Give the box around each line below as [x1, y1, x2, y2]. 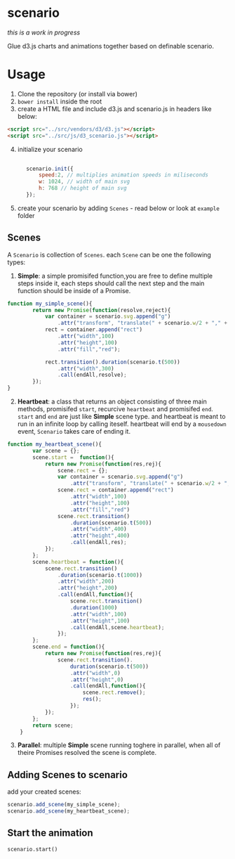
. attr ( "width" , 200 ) [57, 578, 114, 585]
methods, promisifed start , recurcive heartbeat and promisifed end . [17, 405, 214, 413]
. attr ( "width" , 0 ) [69, 669, 121, 676]
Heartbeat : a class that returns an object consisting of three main [17, 397, 207, 406]
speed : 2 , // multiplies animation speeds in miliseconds [38, 172, 209, 179]
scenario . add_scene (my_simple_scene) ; [7, 801, 121, 808]
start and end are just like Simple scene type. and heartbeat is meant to [17, 413, 226, 421]
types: [7, 258, 26, 266]
